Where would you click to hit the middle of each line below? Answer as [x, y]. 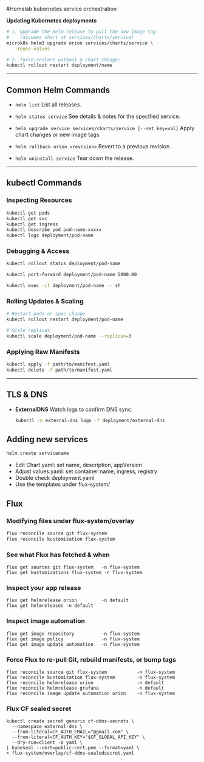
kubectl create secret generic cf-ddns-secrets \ [70, 721]
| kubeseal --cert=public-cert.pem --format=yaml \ [73, 748]
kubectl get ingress [32, 224]
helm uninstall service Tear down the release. [75, 158]
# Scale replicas [28, 331]
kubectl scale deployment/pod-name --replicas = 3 [69, 336]
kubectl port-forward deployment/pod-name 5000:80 [72, 275]
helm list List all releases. [48, 105]
